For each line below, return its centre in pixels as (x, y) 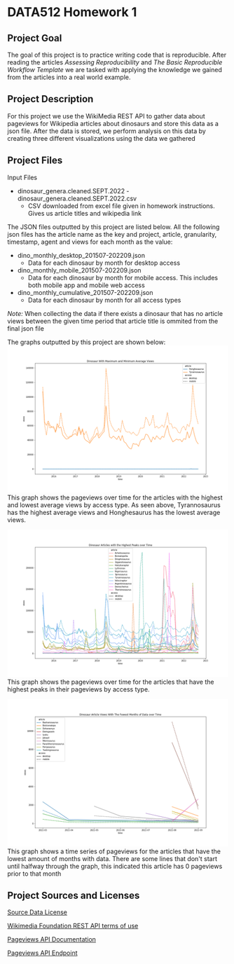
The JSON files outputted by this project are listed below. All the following (113, 227)
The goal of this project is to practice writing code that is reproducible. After (117, 55)
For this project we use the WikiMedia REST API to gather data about (106, 116)
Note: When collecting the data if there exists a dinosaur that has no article (115, 313)
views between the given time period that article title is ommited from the (113, 321)
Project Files (35, 161)
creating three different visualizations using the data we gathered (102, 138)
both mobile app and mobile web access (86, 285)
